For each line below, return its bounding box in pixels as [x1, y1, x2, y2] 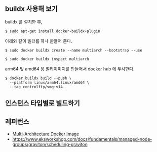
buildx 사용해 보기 [5, 4, 58, 13]
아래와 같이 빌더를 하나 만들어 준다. [5, 38, 73, 44]
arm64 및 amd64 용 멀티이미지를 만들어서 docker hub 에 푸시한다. [5, 66, 135, 72]
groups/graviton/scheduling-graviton [12, 142, 88, 148]
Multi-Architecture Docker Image [12, 131, 79, 137]
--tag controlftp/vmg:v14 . [9, 84, 68, 89]
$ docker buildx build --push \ [5, 76, 72, 81]
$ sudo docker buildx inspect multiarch [5, 56, 90, 61]
